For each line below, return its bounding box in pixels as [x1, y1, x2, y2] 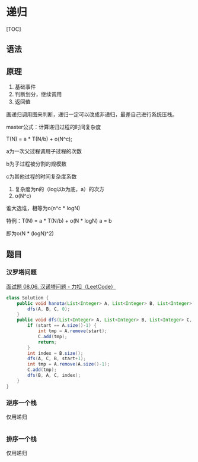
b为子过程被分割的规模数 [6, 160, 67, 167]
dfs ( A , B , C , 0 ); [27, 306, 70, 312]
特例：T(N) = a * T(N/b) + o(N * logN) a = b [6, 217, 112, 224]
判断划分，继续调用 [14, 90, 62, 98]
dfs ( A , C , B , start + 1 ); [27, 355, 86, 362]
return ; [37, 339, 58, 345]
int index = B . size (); [27, 350, 84, 356]
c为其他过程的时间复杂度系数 [6, 173, 77, 180]
